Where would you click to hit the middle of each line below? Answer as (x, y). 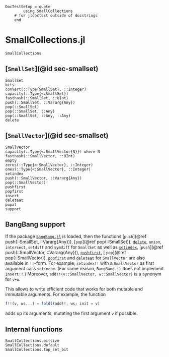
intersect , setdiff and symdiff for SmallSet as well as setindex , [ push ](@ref (84, 247)
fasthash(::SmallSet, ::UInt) (37, 98)
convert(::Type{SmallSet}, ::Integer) (46, 89)
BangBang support (35, 224)
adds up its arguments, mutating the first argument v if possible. (71, 313)
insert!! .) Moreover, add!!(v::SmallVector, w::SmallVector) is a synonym (83, 274)
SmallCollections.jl (45, 40)
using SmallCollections (48, 11)
